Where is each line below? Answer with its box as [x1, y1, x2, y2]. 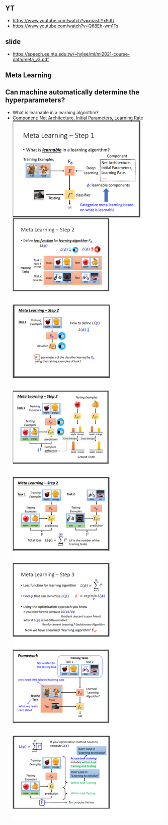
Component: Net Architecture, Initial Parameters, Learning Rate [12, 115, 143, 121]
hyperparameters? [5, 96, 65, 105]
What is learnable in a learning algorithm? [12, 109, 99, 115]
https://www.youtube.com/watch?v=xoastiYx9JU [12, 17, 115, 23]
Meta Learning [5, 71, 52, 80]
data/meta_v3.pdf [12, 56, 49, 62]
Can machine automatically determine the [5, 88, 140, 96]
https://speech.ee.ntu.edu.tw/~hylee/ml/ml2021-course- [12, 51, 130, 57]
